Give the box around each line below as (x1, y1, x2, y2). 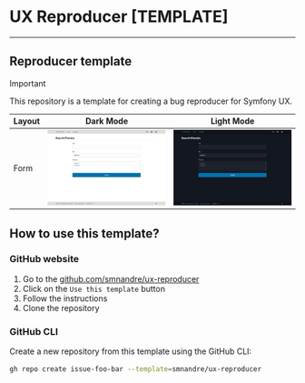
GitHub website (9, 253, 80, 266)
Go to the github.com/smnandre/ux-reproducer (22, 273, 200, 284)
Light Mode (210, 116, 255, 126)
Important (9, 77, 46, 88)
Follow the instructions (22, 293, 108, 304)
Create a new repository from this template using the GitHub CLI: (9, 346, 252, 357)
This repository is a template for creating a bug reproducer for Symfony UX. (9, 96, 293, 106)
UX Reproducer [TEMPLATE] (9, 6, 229, 27)
